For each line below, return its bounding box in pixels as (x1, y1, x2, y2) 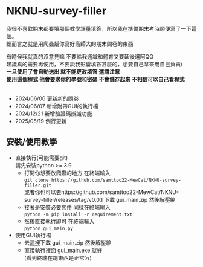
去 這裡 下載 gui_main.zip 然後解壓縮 (24, 239, 112, 246)
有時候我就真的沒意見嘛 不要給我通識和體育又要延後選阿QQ (6, 53, 154, 60)
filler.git (24, 182, 52, 188)
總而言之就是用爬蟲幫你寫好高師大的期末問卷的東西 (6, 40, 134, 47)
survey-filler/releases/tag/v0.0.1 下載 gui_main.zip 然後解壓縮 (24, 196, 176, 203)
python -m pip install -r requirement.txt (24, 211, 133, 217)
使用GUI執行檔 (14, 231, 51, 239)
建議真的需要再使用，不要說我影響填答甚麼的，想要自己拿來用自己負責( (6, 60, 183, 68)
